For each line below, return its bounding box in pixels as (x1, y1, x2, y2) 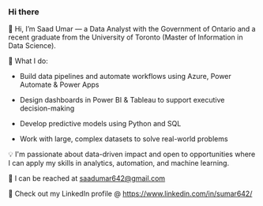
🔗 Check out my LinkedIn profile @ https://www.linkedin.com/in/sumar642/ (8, 189, 253, 199)
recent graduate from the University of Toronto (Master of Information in (8, 32, 243, 42)
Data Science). (8, 41, 57, 51)
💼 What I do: (8, 56, 49, 66)
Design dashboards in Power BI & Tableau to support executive (19, 96, 225, 105)
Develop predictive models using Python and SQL (19, 119, 182, 129)
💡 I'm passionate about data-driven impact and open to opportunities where (8, 149, 256, 159)
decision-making (19, 103, 75, 113)
